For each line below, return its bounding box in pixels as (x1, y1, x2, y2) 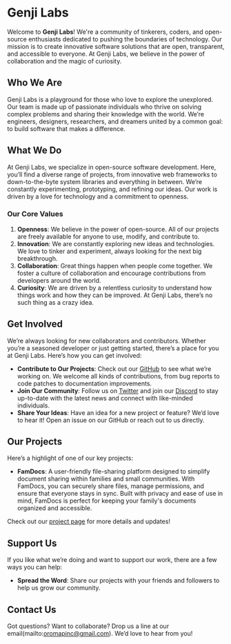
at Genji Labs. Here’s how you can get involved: (7, 351, 142, 359)
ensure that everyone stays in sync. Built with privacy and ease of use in (17, 490, 223, 498)
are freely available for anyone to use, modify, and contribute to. (17, 232, 200, 241)
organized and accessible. (17, 504, 92, 512)
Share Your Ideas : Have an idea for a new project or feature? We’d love (17, 408, 219, 416)
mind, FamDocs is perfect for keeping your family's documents (17, 496, 197, 505)
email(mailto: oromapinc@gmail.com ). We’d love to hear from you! (7, 630, 193, 638)
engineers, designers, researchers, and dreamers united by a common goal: (7, 117, 223, 125)
